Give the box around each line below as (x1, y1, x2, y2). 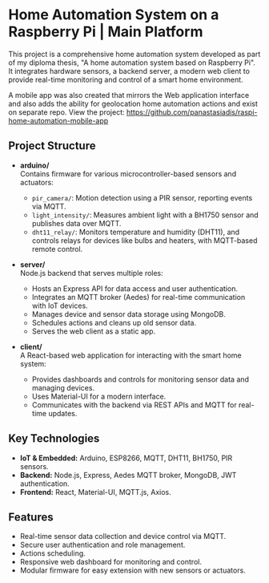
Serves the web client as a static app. (31, 326, 156, 336)
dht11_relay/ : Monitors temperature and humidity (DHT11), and (31, 227, 240, 237)
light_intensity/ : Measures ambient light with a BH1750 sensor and (31, 210, 259, 220)
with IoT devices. (31, 301, 88, 310)
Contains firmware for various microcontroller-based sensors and (19, 168, 237, 178)
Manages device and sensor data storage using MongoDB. (31, 309, 226, 318)
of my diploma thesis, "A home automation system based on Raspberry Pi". (8, 58, 256, 67)
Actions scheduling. (19, 549, 86, 558)
